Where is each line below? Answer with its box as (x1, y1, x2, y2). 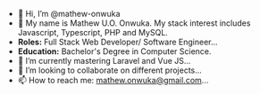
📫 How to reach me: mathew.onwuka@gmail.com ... (17, 75, 209, 85)
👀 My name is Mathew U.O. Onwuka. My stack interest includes (17, 18, 251, 28)
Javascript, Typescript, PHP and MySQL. (17, 27, 168, 37)
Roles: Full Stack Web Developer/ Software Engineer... (17, 36, 218, 47)
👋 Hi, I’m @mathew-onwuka (17, 9, 121, 19)
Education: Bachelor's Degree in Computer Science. (17, 46, 212, 57)
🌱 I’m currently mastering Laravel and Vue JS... (17, 56, 191, 66)
